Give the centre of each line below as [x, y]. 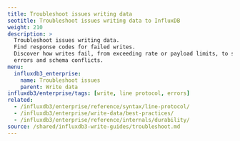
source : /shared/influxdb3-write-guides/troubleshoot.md [94, 126]
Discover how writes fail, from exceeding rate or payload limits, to [121, 54]
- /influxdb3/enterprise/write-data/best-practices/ [94, 113]
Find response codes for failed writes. [75, 47]
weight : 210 [25, 27]
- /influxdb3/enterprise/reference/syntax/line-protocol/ [102, 107]
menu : [15, 67]
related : [20, 100]
